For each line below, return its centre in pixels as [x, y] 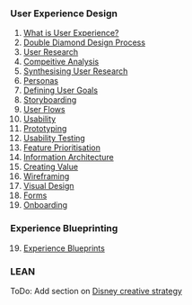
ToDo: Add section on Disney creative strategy [96, 291]
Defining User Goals [60, 90]
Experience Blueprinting [64, 229]
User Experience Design [64, 13]
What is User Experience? [71, 33]
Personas [41, 81]
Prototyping [45, 129]
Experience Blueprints [64, 248]
